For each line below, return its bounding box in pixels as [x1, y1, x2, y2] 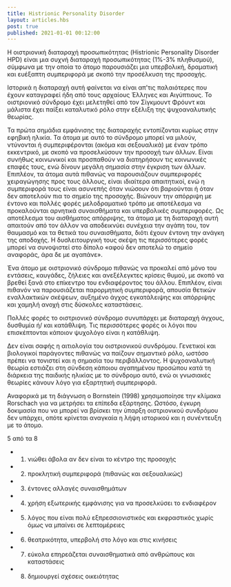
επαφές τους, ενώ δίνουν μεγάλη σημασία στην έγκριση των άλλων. [7, 163, 205, 171]
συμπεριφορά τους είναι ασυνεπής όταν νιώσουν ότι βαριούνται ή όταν [7, 185, 214, 193]
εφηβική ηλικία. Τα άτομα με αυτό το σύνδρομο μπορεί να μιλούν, [7, 134, 197, 142]
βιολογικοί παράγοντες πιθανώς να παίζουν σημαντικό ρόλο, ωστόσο [7, 349, 209, 358]
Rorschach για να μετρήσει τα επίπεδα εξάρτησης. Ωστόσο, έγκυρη [7, 399, 201, 407]
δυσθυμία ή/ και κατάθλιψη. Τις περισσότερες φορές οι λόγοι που [7, 321, 197, 329]
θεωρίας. [7, 113, 34, 121]
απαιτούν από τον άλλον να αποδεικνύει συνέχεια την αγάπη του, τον [7, 221, 210, 229]
